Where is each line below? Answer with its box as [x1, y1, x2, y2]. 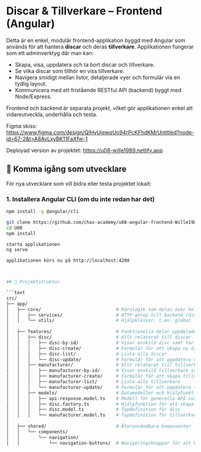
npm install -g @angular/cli [6, 208, 79, 215]
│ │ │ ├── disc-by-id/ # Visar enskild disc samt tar [6, 339, 194, 345]
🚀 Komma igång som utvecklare [6, 164, 127, 174]
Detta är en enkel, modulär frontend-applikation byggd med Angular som [6, 37, 185, 44]
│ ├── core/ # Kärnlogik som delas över [6, 307, 186, 313]
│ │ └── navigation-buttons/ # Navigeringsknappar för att [6, 440, 191, 446]
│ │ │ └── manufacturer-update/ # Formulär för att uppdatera [6, 384, 191, 390]
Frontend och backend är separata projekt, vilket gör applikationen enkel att [6, 104, 193, 111]
